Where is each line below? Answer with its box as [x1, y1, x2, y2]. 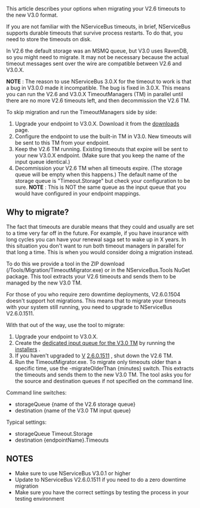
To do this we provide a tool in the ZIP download [6, 260, 125, 267]
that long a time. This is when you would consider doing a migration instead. [6, 248, 194, 256]
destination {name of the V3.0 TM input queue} [14, 406, 131, 414]
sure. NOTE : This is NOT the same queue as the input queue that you [14, 183, 187, 191]
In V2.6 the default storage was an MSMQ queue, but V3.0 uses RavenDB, [6, 47, 189, 54]
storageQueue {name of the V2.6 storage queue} [14, 400, 136, 408]
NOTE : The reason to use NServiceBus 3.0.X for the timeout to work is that [6, 78, 192, 85]
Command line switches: [6, 388, 67, 396]
